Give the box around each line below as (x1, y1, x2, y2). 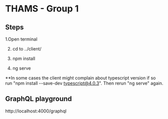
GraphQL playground (5, 94, 72, 103)
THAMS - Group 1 (5, 3, 79, 14)
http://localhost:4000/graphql (5, 108, 67, 114)
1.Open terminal (5, 36, 38, 42)
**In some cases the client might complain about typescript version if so (5, 75, 156, 80)
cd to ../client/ (12, 46, 42, 51)
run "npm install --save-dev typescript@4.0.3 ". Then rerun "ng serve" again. (5, 80, 163, 86)
